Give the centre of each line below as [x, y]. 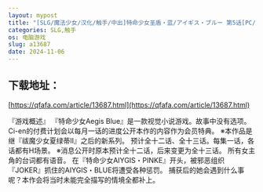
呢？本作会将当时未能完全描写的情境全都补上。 [84, 179]
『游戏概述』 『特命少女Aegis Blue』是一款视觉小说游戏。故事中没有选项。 [130, 121]
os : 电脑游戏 [27, 37]
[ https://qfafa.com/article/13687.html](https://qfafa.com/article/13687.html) [129, 105]
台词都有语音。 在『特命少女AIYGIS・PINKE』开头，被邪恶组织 [123, 160]
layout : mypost [33, 15]
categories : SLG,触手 [42, 30]
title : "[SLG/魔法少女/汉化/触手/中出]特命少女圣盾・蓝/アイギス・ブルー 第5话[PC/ [132, 23]
